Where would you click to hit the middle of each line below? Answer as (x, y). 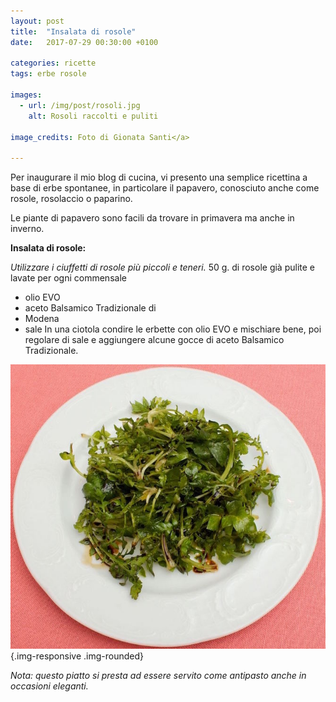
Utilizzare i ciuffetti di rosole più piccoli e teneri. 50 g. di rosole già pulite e (163, 267)
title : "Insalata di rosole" (73, 31)
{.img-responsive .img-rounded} (77, 656)
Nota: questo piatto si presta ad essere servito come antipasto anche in (158, 675)
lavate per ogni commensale (68, 278)
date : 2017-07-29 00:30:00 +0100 (84, 42)
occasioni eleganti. (49, 686)
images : (26, 95)
